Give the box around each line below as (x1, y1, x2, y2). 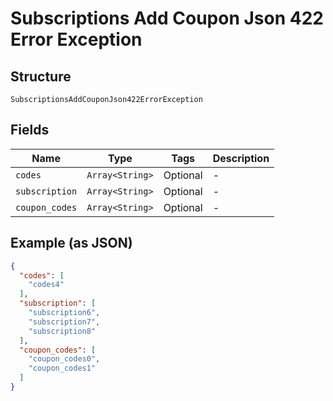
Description (212, 151, 270, 165)
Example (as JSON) (10, 235, 133, 252)
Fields (10, 122, 50, 139)
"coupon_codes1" (28, 363, 97, 374)
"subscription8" (28, 326, 97, 336)
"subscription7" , (28, 317, 101, 327)
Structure (10, 68, 72, 85)
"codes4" (28, 280, 65, 290)
